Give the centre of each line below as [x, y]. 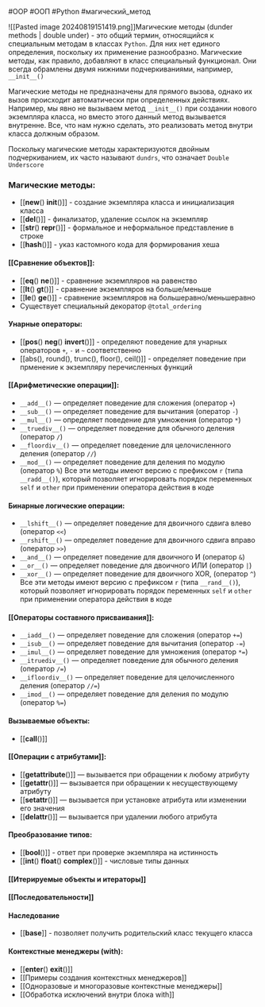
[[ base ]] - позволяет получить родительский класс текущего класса [136, 933]
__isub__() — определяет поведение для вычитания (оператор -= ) [132, 644]
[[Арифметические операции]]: [64, 385]
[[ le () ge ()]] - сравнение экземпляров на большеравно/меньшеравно [137, 297]
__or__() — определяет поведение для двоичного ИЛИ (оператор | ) [136, 565]
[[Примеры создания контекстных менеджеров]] [103, 978]
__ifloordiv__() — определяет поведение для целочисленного [127, 677]
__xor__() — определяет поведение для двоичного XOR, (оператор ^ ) [138, 574]
